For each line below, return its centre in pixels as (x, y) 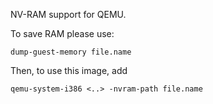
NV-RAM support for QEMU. (68, 14)
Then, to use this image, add (69, 70)
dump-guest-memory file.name (71, 52)
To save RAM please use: (62, 33)
